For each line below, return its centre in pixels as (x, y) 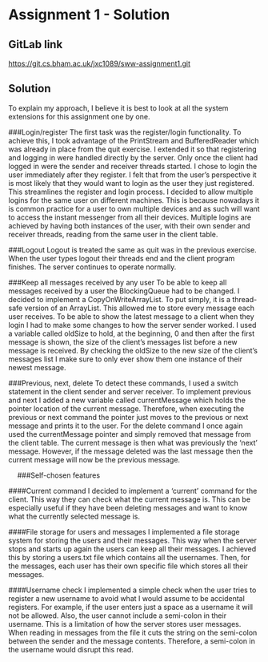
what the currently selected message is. (74, 516)
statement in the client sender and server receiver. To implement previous (130, 391)
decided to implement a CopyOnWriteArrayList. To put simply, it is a (119, 299)
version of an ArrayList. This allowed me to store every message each (139, 308)
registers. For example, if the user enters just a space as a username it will (131, 607)
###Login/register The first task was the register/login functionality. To (125, 132)
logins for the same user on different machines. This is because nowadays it (134, 200)
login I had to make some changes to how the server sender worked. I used (132, 325)
